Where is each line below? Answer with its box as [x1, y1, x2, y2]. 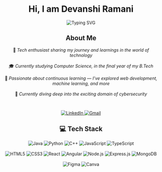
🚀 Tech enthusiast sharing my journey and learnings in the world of [13, 47, 149, 53]
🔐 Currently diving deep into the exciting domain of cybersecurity [15, 91, 147, 97]
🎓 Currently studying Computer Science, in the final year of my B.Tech [8, 63, 154, 69]
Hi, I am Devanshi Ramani [28, 3, 134, 15]
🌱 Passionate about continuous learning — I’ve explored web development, [4, 75, 158, 81]
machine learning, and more [52, 80, 110, 86]
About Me [65, 34, 97, 42]
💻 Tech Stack [59, 125, 103, 133]
